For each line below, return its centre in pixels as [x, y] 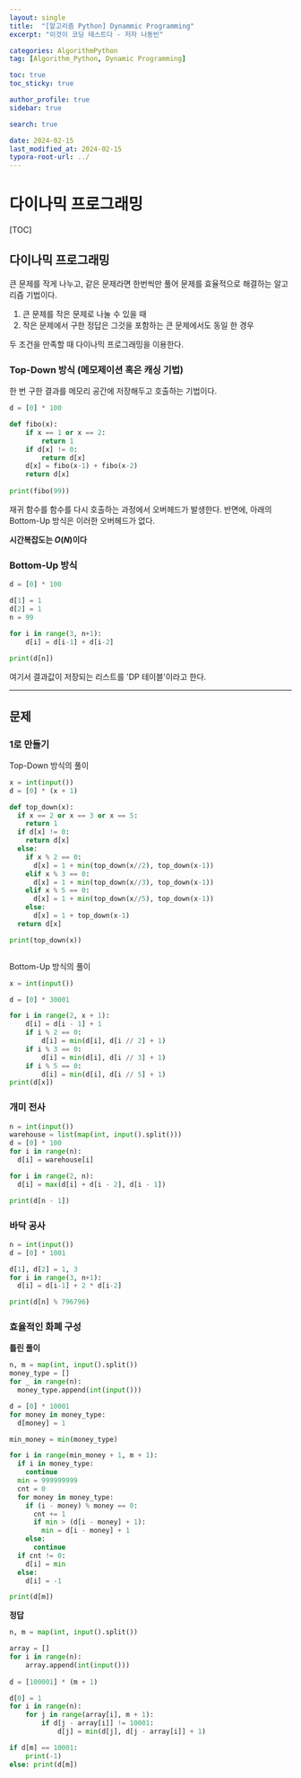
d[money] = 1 [42, 1423]
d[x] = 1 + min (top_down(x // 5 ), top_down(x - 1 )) [124, 899]
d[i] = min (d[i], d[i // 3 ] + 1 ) [104, 1057]
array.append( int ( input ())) [77, 1665]
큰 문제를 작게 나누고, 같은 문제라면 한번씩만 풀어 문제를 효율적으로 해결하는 [141, 283]
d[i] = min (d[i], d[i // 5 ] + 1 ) [104, 1075]
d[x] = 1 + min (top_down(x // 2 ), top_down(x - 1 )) [124, 865]
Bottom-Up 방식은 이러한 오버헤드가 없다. [82, 520]
